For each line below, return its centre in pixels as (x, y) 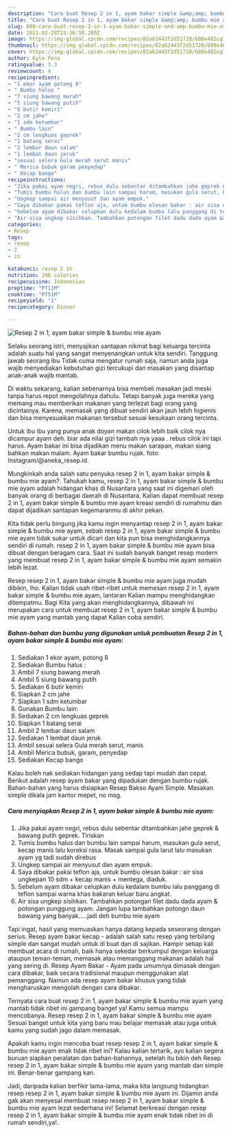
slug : (15, 26)
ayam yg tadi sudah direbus (57, 857)
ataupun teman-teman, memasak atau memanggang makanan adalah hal (111, 958)
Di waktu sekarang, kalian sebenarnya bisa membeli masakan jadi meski (110, 388)
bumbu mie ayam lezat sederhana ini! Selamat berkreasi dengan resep (107, 1108)
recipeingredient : (34, 77)
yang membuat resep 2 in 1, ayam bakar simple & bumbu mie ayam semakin (115, 560)
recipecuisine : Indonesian (46, 282)
